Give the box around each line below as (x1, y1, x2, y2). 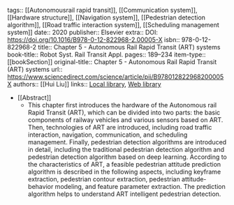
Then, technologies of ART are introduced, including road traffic (27, 123, 212, 131)
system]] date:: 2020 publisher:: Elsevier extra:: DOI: (7, 28, 159, 36)
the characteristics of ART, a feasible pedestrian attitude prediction (27, 160, 221, 168)
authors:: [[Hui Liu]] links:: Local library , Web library (13, 80, 162, 88)
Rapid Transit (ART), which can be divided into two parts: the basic (27, 108, 221, 116)
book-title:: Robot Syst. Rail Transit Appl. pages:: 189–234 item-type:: (7, 50, 206, 59)
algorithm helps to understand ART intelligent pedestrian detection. (27, 190, 221, 198)
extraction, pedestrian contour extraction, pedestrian (27, 175, 180, 183)
